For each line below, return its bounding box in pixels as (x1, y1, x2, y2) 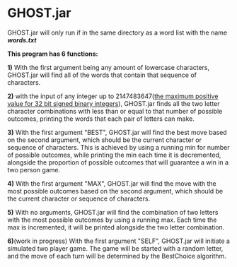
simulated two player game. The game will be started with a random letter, (7, 244, 224, 252)
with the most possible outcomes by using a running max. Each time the (7, 215, 217, 224)
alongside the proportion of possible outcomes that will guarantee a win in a (7, 158, 229, 167)
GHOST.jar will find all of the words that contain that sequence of (7, 71, 197, 79)
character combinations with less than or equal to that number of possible (7, 107, 223, 115)
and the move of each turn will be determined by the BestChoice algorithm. (7, 251, 226, 260)
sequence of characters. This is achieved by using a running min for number (7, 143, 230, 151)
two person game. (7, 165, 61, 174)
